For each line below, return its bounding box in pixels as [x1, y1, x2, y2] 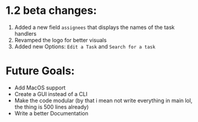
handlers [14, 30, 37, 37]
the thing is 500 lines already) [14, 103, 89, 111]
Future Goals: [5, 64, 75, 78]
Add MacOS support [14, 84, 66, 91]
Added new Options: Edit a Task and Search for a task [14, 43, 156, 50]
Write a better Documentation [14, 109, 88, 117]
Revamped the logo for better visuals [14, 36, 107, 43]
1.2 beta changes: [5, 4, 97, 18]
